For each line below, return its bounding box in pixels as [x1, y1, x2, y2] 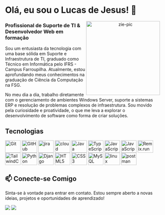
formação [5, 35, 29, 41]
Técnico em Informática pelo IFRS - [5, 61, 77, 67]
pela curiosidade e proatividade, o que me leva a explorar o [5, 107, 125, 113]
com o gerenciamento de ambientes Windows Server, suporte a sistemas [5, 97, 153, 103]
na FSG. [5, 82, 21, 88]
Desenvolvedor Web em [5, 28, 64, 35]
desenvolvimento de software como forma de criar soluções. [5, 113, 129, 119]
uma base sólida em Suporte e [5, 51, 67, 57]
